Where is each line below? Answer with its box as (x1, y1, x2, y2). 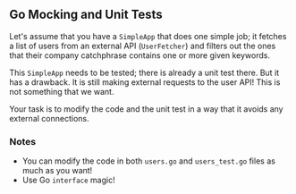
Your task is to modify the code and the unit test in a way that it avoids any (9, 103, 283, 114)
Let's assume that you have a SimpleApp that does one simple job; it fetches (9, 30, 287, 41)
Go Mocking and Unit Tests (9, 7, 163, 22)
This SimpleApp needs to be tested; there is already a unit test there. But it (9, 67, 280, 78)
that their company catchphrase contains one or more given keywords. (9, 49, 271, 61)
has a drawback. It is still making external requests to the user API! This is (9, 76, 281, 88)
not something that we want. (9, 86, 114, 97)
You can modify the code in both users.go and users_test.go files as (21, 156, 275, 166)
